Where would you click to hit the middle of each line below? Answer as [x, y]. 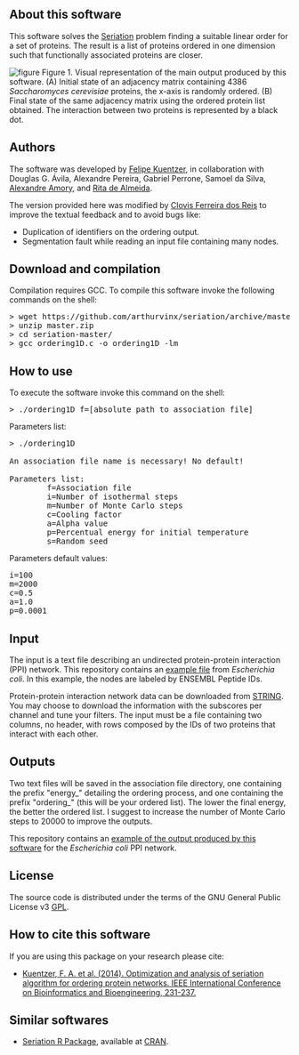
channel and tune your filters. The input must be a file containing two [136, 715]
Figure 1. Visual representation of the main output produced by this [164, 72]
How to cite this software [80, 934]
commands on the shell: [53, 300]
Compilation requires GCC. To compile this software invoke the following [142, 290]
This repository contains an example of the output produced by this [133, 838]
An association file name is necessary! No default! [127, 461]
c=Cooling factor [85, 515]
